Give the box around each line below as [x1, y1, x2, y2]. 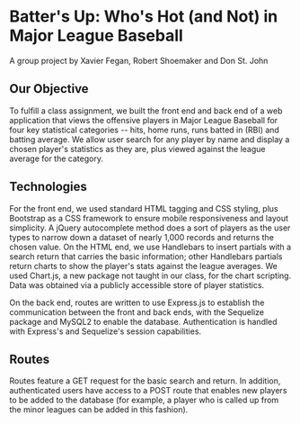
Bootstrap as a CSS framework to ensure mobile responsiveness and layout [9, 212, 289, 223]
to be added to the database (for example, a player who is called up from [9, 394, 279, 406]
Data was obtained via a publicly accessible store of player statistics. [9, 279, 265, 290]
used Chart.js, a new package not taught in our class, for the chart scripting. [9, 270, 292, 281]
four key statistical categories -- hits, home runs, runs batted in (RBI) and [9, 124, 280, 135]
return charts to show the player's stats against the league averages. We [9, 260, 278, 271]
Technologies [9, 179, 88, 194]
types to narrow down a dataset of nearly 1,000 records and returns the [9, 231, 274, 242]
